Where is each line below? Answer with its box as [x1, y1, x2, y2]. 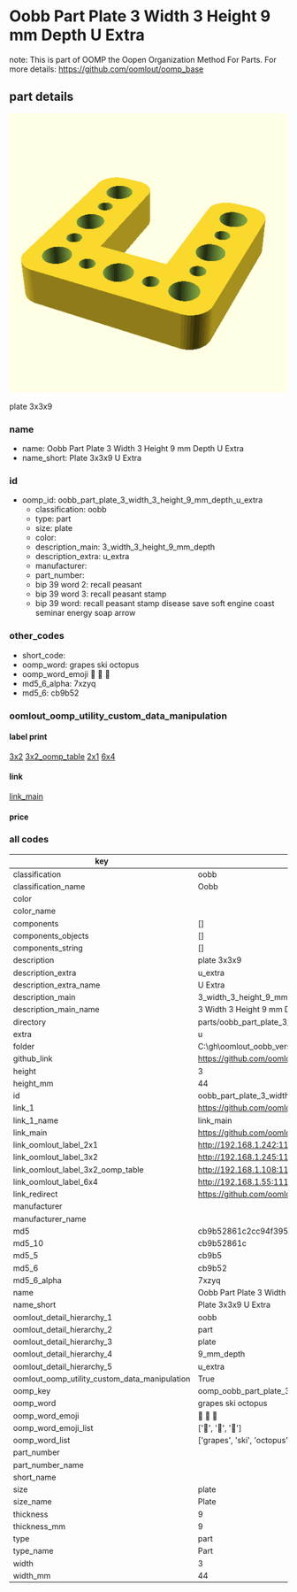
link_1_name [12, 1115, 59, 1126]
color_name [12, 905, 56, 917]
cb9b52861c [197, 1238, 247, 1249]
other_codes [9, 630, 65, 642]
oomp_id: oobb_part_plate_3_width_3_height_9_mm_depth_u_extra [21, 495, 263, 505]
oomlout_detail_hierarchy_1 [12, 1311, 113, 1322]
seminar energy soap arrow [34, 608, 136, 619]
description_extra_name [12, 980, 101, 990]
